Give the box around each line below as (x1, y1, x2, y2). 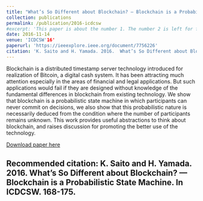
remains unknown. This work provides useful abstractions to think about (6, 116, 186, 124)
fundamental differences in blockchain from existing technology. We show (6, 90, 191, 97)
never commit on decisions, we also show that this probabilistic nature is (6, 104, 187, 111)
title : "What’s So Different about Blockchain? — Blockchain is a (6, 8, 177, 15)
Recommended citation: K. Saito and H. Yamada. (6, 159, 192, 169)
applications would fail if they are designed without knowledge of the (6, 84, 178, 91)
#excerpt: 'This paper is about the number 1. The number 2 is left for (6, 25, 193, 32)
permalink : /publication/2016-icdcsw (6, 20, 101, 26)
